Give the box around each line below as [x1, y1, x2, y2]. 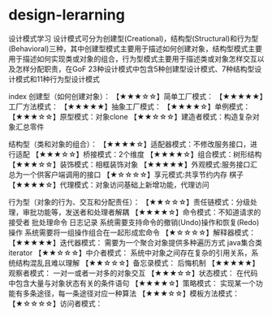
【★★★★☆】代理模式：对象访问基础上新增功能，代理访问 [8, 180, 209, 189]
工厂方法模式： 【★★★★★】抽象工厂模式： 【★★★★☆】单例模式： [8, 102, 251, 111]
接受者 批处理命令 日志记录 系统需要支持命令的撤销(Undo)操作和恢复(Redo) [8, 217, 260, 227]
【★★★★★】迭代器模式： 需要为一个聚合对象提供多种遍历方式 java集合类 [8, 237, 262, 247]
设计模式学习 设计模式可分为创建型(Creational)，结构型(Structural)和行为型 [8, 33, 259, 43]
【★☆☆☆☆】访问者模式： [8, 298, 103, 308]
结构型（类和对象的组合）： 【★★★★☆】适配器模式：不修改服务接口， [8, 139, 251, 149]
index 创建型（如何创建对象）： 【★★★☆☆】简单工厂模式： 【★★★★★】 [8, 91, 264, 101]
